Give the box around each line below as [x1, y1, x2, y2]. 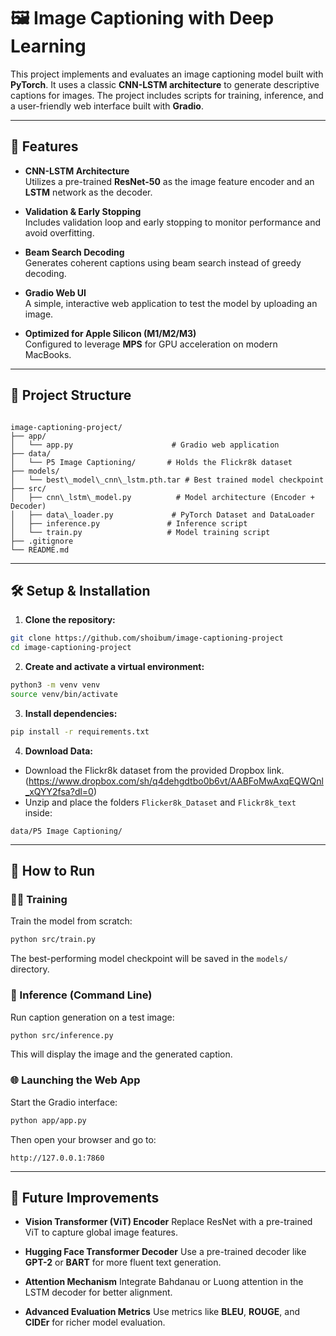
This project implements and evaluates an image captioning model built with [10, 68, 324, 80]
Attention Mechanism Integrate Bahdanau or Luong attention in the [24, 1276, 304, 1288]
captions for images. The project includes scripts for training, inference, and [10, 89, 324, 101]
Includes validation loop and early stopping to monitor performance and [24, 216, 322, 228]
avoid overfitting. [24, 226, 95, 239]
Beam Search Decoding [24, 246, 125, 258]
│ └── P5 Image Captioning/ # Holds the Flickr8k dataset [10, 457, 293, 467]
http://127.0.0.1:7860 [10, 1153, 105, 1163]
